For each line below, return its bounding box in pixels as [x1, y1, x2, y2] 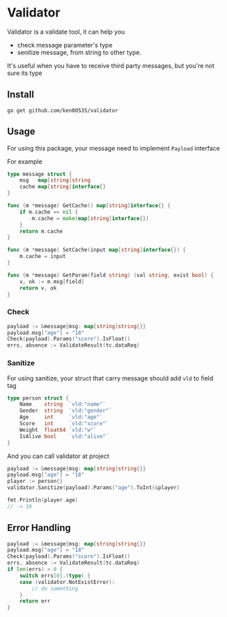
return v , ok [19, 284, 57, 292]
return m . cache [19, 228, 63, 235]
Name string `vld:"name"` [19, 401, 107, 408]
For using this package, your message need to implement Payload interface [7, 144, 220, 152]
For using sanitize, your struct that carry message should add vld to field [7, 374, 214, 382]
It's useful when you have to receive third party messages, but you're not [7, 61, 215, 69]
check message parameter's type [17, 41, 113, 49]
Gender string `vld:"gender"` [19, 407, 112, 414]
